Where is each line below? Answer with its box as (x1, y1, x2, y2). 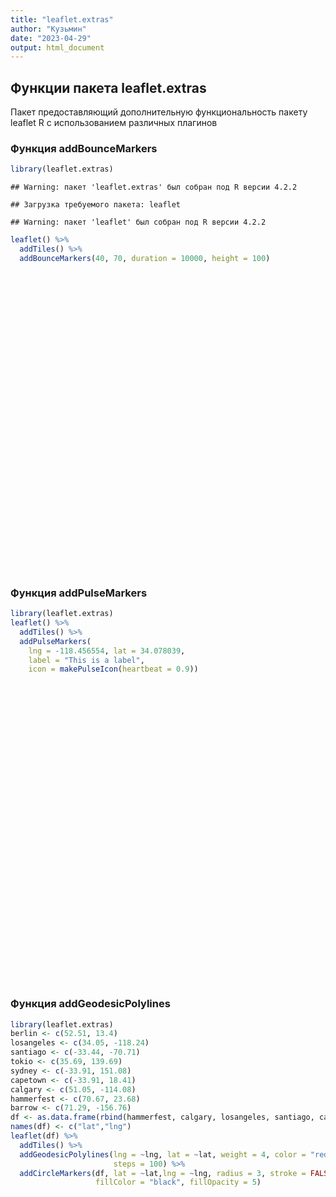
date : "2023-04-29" (10, 33, 92, 43)
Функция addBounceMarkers (10, 141, 158, 155)
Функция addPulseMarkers (10, 586, 148, 600)
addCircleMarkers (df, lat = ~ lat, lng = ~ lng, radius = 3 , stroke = (19, 1168, 307, 1178)
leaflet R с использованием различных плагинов (10, 117, 218, 129)
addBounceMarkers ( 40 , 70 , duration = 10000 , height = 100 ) (19, 253, 271, 263)
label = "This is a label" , (28, 655, 145, 665)
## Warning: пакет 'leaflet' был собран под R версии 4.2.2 (10, 217, 267, 228)
